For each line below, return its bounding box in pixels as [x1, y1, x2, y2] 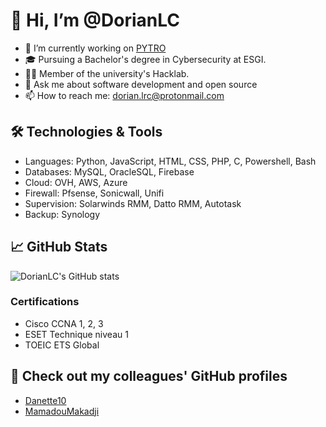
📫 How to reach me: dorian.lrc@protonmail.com [24, 89, 225, 101]
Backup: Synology [24, 208, 101, 220]
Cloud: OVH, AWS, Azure [24, 176, 128, 188]
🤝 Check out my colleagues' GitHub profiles [10, 368, 288, 385]
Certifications [10, 295, 80, 309]
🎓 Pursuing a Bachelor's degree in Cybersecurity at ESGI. [24, 53, 267, 65]
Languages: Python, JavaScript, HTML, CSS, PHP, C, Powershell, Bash [24, 155, 317, 167]
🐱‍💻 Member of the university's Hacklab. [24, 67, 190, 79]
